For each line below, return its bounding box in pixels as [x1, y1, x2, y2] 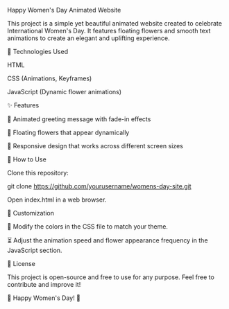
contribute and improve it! [7, 281, 81, 288]
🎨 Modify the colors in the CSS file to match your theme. [7, 222, 169, 231]
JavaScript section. [7, 246, 62, 254]
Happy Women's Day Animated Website [7, 6, 121, 14]
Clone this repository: [7, 169, 69, 177]
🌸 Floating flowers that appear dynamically [7, 128, 130, 136]
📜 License [7, 260, 36, 267]
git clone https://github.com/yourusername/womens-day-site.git [7, 182, 192, 190]
